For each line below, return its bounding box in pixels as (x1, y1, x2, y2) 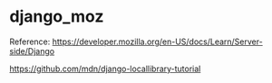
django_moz (9, 6, 104, 27)
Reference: (9, 36, 51, 47)
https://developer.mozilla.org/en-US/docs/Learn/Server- (52, 36, 263, 47)
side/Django (9, 45, 55, 56)
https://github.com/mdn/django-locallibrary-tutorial (9, 63, 201, 74)
